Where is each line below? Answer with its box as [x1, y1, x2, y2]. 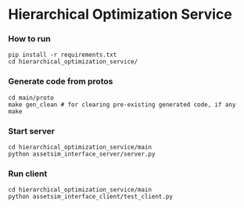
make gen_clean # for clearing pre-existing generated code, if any [8, 100, 236, 109]
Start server [8, 125, 55, 136]
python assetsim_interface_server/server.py [8, 150, 156, 158]
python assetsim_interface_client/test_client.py [8, 193, 174, 201]
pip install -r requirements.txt [8, 51, 117, 59]
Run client [8, 168, 48, 179]
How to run [8, 34, 51, 45]
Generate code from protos [8, 76, 113, 87]
